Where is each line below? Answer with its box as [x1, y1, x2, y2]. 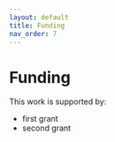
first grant [21, 114, 59, 124]
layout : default [9, 12, 69, 22]
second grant [21, 123, 72, 133]
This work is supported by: [9, 96, 107, 107]
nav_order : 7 [9, 29, 57, 38]
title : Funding [9, 21, 65, 30]
